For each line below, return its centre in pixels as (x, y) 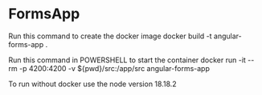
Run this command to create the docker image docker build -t (110, 36)
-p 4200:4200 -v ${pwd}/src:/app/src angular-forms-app (115, 68)
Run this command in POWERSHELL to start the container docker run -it (127, 60)
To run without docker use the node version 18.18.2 (92, 84)
